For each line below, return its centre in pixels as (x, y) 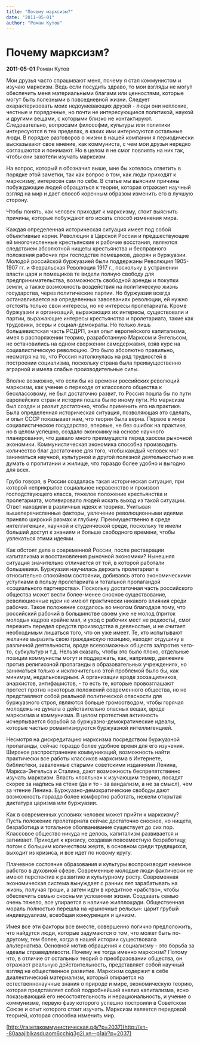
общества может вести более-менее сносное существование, (87, 595)
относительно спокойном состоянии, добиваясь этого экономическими (99, 576)
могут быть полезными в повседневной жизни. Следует (78, 100)
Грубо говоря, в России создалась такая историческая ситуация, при (95, 481)
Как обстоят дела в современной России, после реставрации (85, 550)
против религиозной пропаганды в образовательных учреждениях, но (96, 665)
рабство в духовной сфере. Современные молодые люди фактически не (99, 871)
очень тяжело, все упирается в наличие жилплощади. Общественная (95, 903)
